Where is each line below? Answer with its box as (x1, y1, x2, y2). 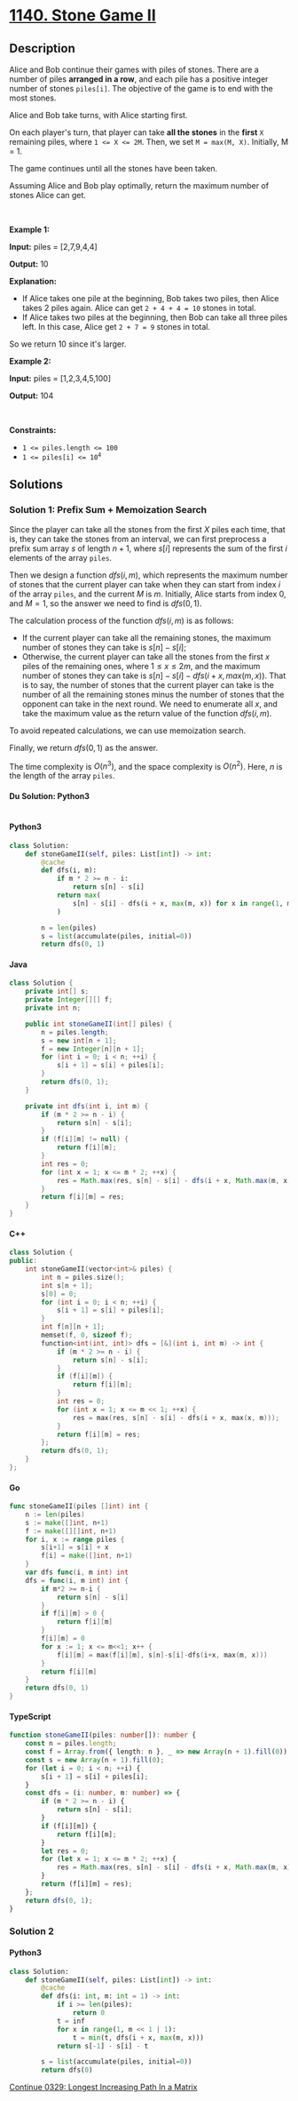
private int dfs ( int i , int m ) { (25, 1101, 149, 1111)
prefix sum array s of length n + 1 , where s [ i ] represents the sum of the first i (9, 543, 288, 554)
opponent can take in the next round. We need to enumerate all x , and (21, 699, 278, 709)
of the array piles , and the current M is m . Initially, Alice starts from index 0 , (9, 588, 286, 599)
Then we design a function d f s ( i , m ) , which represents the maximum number (9, 570, 288, 580)
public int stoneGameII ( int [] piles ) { (25, 1019, 173, 1028)
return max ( (56, 891, 101, 899)
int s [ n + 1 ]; (41, 1281, 93, 1290)
